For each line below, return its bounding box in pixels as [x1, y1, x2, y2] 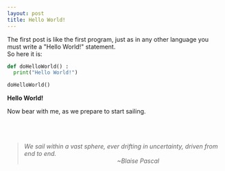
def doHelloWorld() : [7, 63, 69, 70]
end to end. [23, 150, 57, 158]
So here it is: [7, 49, 43, 58]
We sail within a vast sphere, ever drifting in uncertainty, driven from [23, 142, 218, 150]
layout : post [7, 10, 45, 17]
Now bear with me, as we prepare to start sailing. [7, 107, 146, 116]
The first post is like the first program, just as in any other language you [7, 35, 209, 43]
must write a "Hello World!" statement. [7, 42, 116, 51]
